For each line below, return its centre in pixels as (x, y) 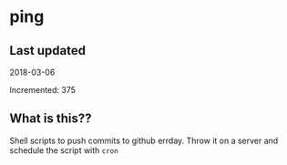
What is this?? (51, 119)
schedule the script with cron (64, 150)
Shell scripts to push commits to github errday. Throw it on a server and (144, 140)
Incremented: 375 (42, 90)
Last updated (48, 51)
